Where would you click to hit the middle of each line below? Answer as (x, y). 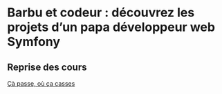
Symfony (34, 42)
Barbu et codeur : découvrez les (101, 13)
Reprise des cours (47, 67)
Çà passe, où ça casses (41, 83)
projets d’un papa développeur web (111, 27)
